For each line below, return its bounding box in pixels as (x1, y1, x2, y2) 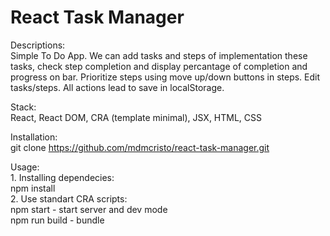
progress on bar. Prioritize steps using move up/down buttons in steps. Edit (10, 71, 321, 83)
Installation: (10, 131, 58, 143)
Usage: (10, 161, 40, 173)
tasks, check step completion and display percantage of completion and (10, 60, 308, 72)
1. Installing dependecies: (10, 171, 115, 183)
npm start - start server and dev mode (10, 203, 168, 215)
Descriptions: (10, 39, 66, 51)
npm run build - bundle (10, 214, 105, 226)
